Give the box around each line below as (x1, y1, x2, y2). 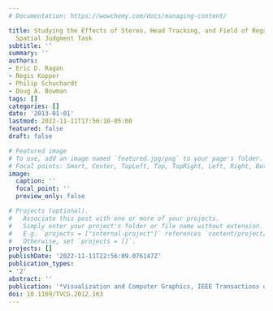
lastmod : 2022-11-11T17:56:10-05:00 (8, 117, 132, 126)
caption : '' (15, 177, 57, 185)
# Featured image (8, 147, 67, 155)
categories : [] (8, 102, 60, 110)
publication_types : (8, 260, 75, 268)
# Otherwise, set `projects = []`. (8, 237, 136, 245)
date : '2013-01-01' (8, 110, 75, 118)
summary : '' (8, 50, 49, 58)
